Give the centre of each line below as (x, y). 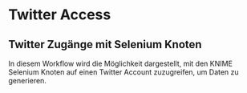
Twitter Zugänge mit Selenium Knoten (105, 44)
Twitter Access (60, 15)
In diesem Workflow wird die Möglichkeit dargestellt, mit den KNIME (120, 63)
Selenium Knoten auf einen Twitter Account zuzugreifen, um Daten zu (123, 72)
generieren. (27, 81)
